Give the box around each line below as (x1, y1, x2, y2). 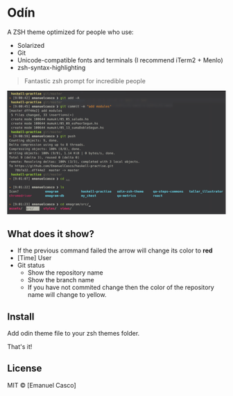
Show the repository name (27, 268, 103, 277)
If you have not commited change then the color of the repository (27, 283, 215, 292)
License (7, 363, 42, 375)
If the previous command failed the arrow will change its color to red (17, 246, 213, 255)
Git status (17, 261, 45, 270)
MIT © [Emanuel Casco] (7, 381, 76, 389)
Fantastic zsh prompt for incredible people (24, 76, 146, 85)
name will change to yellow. (27, 291, 107, 299)
